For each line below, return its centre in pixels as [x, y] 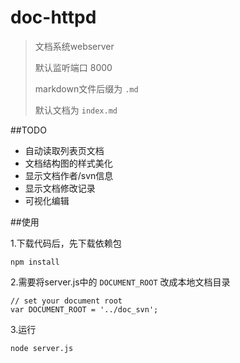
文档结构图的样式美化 [68, 163]
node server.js [42, 348]
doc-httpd [53, 17]
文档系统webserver [74, 46]
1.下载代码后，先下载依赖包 [66, 243]
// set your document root [66, 301]
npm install [35, 262]
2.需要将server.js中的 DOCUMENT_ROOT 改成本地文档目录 [120, 282]
